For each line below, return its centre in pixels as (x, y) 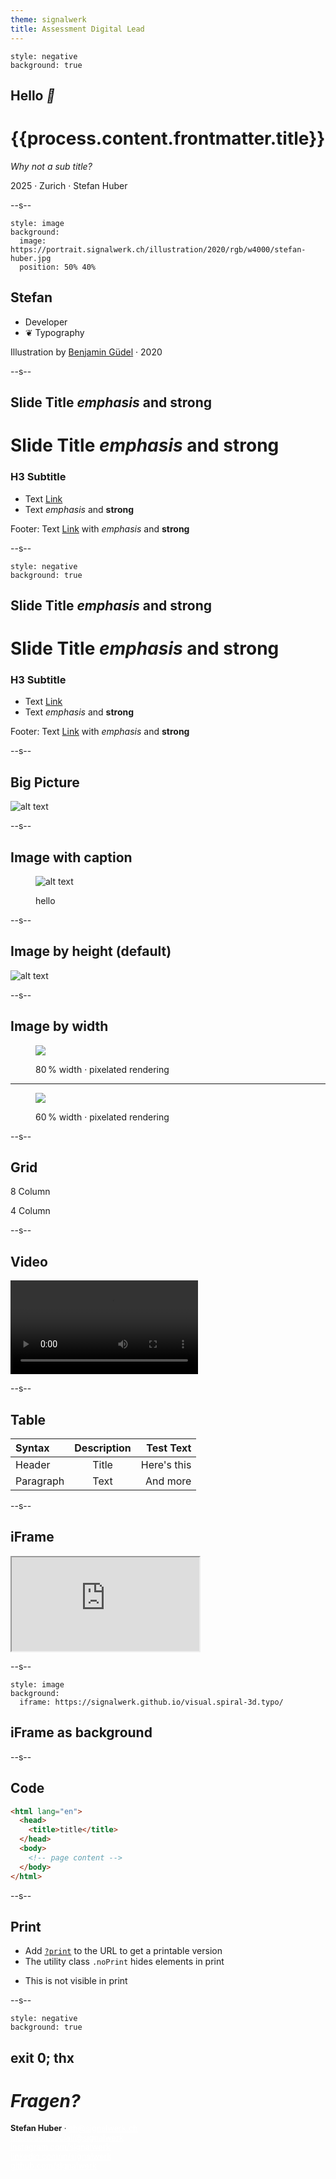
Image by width (59, 1026)
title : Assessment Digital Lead (77, 29)
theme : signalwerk (48, 19)
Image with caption (71, 857)
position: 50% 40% (58, 267)
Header (33, 1465)
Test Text (169, 1448)
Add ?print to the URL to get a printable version (123, 1951)
